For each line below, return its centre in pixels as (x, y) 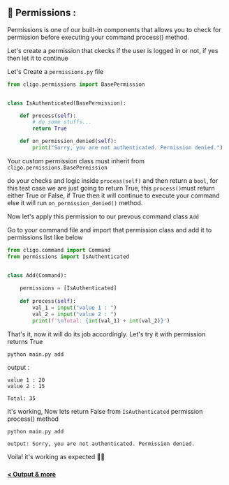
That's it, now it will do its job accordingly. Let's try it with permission (106, 334)
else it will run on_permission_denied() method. (75, 202)
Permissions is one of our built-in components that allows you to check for (114, 29)
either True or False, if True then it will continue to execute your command (113, 195)
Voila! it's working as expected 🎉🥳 (56, 456)
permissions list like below (45, 237)
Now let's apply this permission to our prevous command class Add (103, 216)
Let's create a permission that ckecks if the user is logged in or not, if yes (113, 50)
